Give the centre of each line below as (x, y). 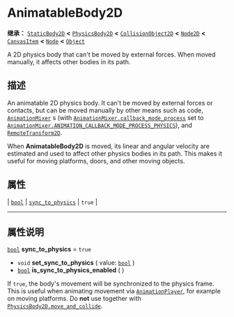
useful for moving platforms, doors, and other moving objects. (96, 161)
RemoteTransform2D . (35, 132)
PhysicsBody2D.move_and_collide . (55, 306)
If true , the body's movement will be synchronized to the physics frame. (111, 283)
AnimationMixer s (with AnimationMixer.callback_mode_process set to (106, 117)
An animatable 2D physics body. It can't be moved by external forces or (110, 103)
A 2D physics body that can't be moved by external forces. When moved (111, 54)
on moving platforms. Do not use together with (74, 299)
